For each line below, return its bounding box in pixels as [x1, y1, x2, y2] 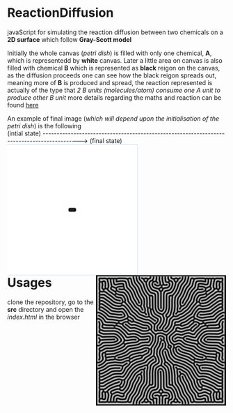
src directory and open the [7, 305, 84, 313]
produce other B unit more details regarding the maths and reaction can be [7, 93, 222, 102]
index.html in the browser [7, 313, 80, 321]
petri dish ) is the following [7, 121, 82, 130]
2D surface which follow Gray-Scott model [7, 35, 132, 43]
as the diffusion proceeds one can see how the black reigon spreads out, [7, 71, 217, 80]
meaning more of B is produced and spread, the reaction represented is [7, 78, 213, 87]
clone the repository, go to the [7, 298, 94, 306]
